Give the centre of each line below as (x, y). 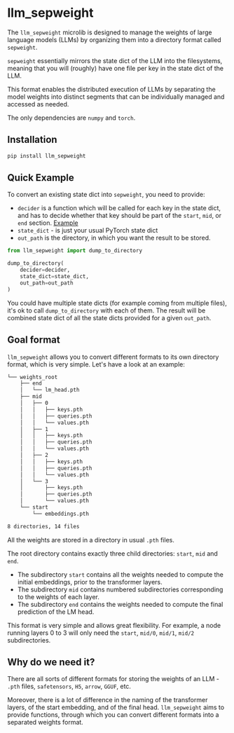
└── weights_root (33, 377)
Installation (32, 140)
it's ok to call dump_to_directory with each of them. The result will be (106, 310)
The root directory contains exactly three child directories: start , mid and (113, 553)
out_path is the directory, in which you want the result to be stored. (114, 238)
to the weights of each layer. (58, 596)
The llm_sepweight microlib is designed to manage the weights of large (110, 32)
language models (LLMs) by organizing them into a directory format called (115, 39)
